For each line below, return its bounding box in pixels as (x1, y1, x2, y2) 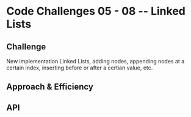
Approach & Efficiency (6, 82, 93, 92)
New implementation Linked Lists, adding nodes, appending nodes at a (6, 58, 185, 65)
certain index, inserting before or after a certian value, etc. (6, 64, 153, 71)
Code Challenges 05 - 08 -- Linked (6, 4, 186, 18)
